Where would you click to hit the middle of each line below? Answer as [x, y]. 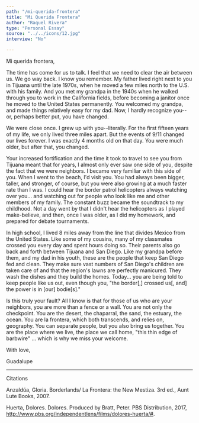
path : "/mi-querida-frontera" [44, 12]
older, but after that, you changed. [48, 147]
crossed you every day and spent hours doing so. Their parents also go [93, 245]
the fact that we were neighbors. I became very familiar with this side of [94, 171]
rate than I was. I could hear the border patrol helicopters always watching [97, 190]
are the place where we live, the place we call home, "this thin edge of [92, 332]
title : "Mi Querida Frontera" [44, 17]
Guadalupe [20, 361]
